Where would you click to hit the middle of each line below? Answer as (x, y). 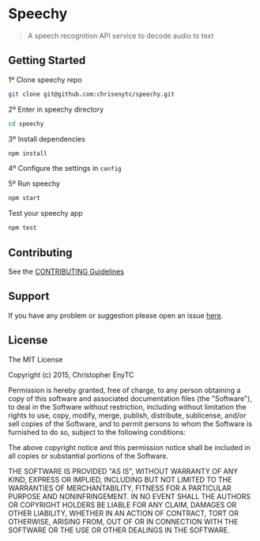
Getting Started (47, 61)
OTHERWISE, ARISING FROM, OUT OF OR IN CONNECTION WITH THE (123, 521)
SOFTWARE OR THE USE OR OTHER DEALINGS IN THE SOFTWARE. (119, 530)
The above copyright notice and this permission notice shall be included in (129, 447)
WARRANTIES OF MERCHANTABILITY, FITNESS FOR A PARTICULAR (120, 488)
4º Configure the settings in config (65, 168)
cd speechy (26, 123)
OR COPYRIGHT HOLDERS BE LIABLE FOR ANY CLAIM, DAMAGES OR (122, 505)
